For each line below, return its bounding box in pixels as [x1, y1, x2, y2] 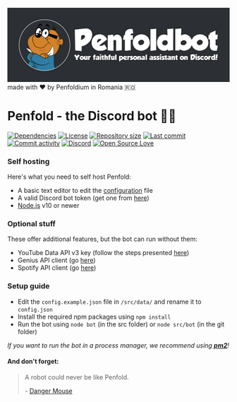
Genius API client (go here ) [17, 256, 97, 265]
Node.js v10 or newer [17, 201, 80, 210]
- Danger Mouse [24, 386, 73, 395]
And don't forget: [7, 357, 59, 366]
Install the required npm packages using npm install [17, 312, 171, 321]
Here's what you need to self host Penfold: [7, 172, 132, 181]
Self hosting [7, 156, 50, 166]
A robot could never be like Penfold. [24, 372, 129, 382]
